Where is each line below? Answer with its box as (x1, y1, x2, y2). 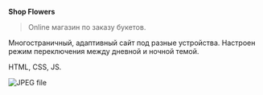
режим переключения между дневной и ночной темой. (8, 47, 199, 56)
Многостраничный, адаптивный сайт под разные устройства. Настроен (8, 38, 256, 47)
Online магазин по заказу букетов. (27, 23, 146, 31)
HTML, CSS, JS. (8, 62, 62, 72)
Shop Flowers (8, 7, 55, 16)
